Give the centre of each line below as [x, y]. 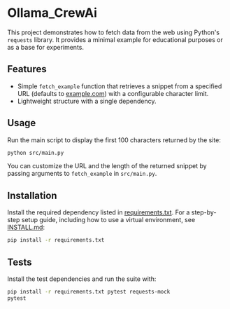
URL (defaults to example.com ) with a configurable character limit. [113, 93]
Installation [32, 195]
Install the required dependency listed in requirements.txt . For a [99, 212]
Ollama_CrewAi [52, 13]
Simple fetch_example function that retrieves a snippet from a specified [120, 86]
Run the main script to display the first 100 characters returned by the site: [114, 140]
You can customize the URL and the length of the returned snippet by [107, 166]
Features [27, 69]
